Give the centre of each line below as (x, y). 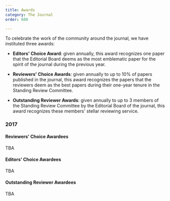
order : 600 (17, 19)
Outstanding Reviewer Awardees (41, 182)
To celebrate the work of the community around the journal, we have (77, 38)
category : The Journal (29, 15)
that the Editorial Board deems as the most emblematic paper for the (84, 59)
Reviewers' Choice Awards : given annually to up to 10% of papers (82, 74)
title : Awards (20, 10)
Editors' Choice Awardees (33, 160)
